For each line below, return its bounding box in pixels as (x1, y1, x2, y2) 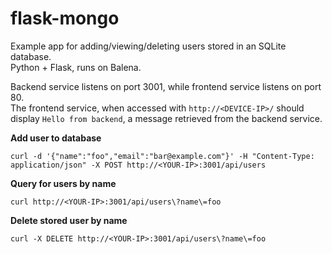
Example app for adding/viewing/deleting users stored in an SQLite (10, 40, 287, 52)
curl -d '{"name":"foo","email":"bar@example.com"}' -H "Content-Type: (10, 151, 315, 161)
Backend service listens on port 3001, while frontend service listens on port (10, 80, 322, 92)
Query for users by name (10, 177, 117, 189)
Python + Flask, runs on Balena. (10, 61, 142, 73)
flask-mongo (10, 7, 120, 30)
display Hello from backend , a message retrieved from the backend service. (10, 112, 323, 124)
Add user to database (10, 132, 102, 144)
